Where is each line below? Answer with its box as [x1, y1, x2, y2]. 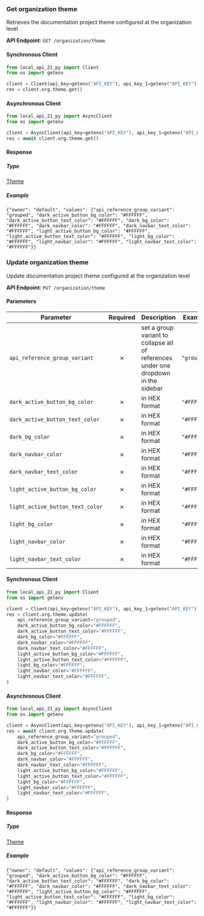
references [141, 354, 172, 362]
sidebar [141, 384, 163, 392]
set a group [141, 323, 174, 332]
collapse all [141, 338, 174, 347]
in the [141, 376, 158, 385]
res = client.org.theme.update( [6, 611, 88, 618]
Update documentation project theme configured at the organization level [6, 272, 190, 279]
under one [141, 361, 171, 369]
